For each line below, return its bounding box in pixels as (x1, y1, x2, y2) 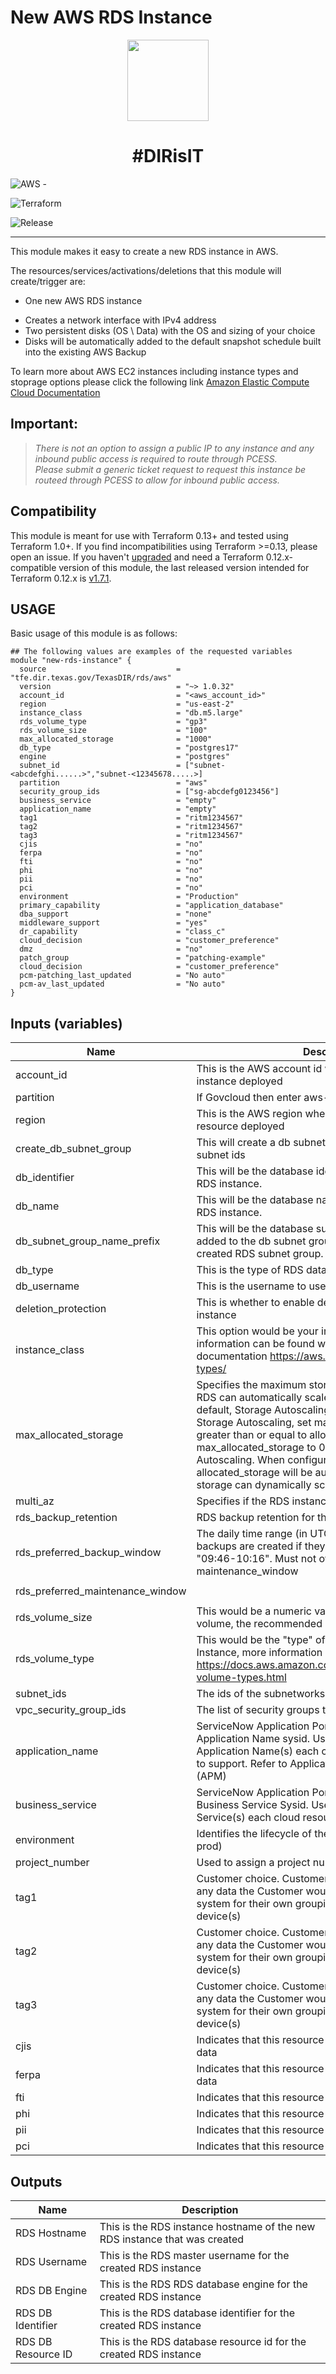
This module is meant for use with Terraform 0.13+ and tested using (10, 529, 289, 541)
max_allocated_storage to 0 (196, 1441, 326, 1455)
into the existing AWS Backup (24, 346, 147, 358)
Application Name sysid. (196, 1732, 311, 1746)
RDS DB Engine (15, 2283, 88, 2297)
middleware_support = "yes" (19, 918, 208, 928)
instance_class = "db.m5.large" (19, 708, 244, 718)
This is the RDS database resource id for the (99, 2334, 307, 2348)
